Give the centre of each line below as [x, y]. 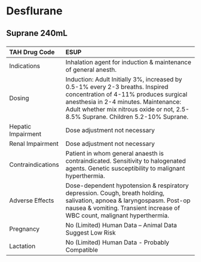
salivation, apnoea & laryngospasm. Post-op [128, 200]
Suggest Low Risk [91, 233]
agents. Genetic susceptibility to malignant [125, 168]
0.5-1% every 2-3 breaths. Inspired [117, 87]
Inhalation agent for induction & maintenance [128, 62]
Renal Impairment [34, 144]
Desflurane [34, 11]
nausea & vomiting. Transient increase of [123, 208]
